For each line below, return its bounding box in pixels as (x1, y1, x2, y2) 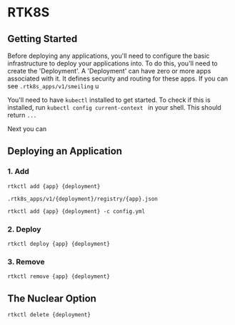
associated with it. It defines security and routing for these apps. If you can (7, 74, 229, 83)
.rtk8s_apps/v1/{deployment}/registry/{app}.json (7, 195, 159, 202)
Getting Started (7, 33, 78, 45)
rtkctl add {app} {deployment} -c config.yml (7, 207, 145, 215)
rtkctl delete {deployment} (7, 311, 91, 319)
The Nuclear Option (7, 292, 96, 304)
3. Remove (7, 257, 45, 267)
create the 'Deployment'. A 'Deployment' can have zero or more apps (7, 67, 211, 75)
